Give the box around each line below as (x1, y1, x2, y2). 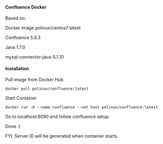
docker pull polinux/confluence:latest (5, 86, 89, 91)
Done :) (5, 123, 21, 129)
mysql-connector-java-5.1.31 (5, 54, 64, 60)
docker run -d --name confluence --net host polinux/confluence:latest (5, 105, 158, 110)
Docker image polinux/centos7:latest (5, 25, 81, 31)
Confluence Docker (5, 4, 47, 10)
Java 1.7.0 (5, 44, 26, 50)
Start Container (5, 95, 37, 101)
